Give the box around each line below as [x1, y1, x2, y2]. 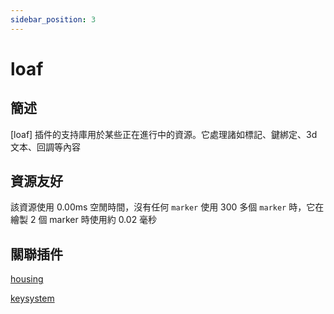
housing [10, 273, 44, 285]
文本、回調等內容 [10, 141, 81, 153]
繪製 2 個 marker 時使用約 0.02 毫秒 [10, 214, 158, 226]
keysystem [10, 292, 55, 305]
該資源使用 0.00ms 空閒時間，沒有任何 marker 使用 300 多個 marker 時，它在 [10, 201, 325, 213]
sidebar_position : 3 [10, 14, 97, 25]
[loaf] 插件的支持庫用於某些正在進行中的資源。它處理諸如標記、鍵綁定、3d [10, 128, 318, 140]
